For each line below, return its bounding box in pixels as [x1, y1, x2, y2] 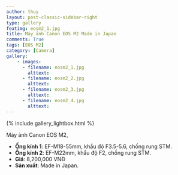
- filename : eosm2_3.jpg [22, 87, 85, 93]
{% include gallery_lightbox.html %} [6, 119, 95, 127]
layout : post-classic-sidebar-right [6, 14, 98, 20]
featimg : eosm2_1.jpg [6, 25, 61, 32]
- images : [17, 59, 42, 65]
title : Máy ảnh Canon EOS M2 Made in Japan [6, 31, 117, 37]
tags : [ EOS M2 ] [6, 42, 44, 48]
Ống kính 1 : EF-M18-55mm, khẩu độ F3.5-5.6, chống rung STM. [14, 143, 173, 150]
